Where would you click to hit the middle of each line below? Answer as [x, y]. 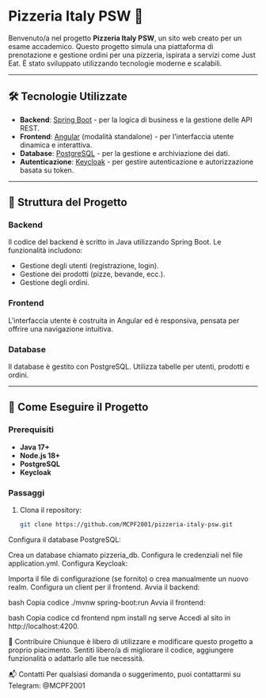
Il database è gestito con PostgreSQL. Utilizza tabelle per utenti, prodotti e [129, 366]
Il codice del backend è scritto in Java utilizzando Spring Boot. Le [115, 242]
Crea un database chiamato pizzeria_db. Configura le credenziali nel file [125, 555]
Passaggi [27, 492]
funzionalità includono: [46, 250]
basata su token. [47, 170]
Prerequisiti [31, 430]
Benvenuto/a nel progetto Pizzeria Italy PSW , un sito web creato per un [125, 38]
